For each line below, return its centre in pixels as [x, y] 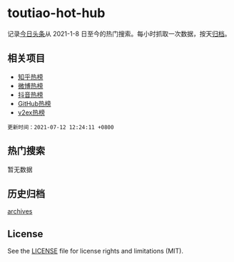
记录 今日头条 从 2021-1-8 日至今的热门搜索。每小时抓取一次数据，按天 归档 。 [119, 33]
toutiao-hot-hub [56, 13]
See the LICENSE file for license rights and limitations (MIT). [96, 251]
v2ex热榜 [31, 112]
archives [20, 211]
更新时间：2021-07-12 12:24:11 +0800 [61, 127]
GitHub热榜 [34, 103]
